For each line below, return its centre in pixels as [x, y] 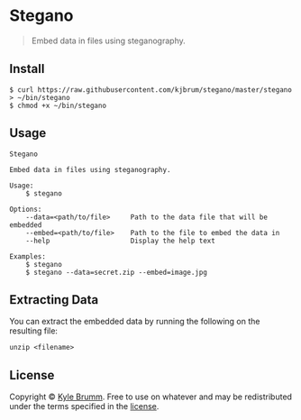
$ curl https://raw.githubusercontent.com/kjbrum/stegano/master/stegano [151, 90]
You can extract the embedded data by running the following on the [135, 322]
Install [27, 69]
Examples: [28, 256]
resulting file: [34, 331]
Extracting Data [54, 300]
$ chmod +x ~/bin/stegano [58, 105]
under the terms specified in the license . [84, 406]
